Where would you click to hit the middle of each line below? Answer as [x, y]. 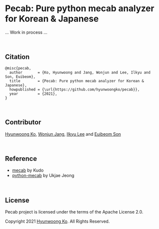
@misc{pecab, [18, 68]
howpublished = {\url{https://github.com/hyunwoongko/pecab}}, [74, 89]
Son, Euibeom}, [20, 77]
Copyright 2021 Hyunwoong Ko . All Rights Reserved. [57, 221]
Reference [21, 159]
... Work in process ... [26, 32]
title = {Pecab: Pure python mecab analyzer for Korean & [77, 81]
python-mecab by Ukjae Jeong [43, 176]
